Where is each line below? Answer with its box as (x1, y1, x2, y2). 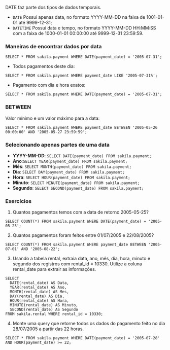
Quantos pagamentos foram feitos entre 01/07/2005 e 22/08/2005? (12, 232, 154, 238)
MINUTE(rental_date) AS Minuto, (10, 303, 79, 308)
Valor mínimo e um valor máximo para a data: (5, 115, 100, 121)
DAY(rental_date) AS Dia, (10, 294, 65, 299)
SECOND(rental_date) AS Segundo (10, 307, 79, 312)
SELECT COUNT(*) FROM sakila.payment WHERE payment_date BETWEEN (5, 242, 146, 248)
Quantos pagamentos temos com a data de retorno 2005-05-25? (12, 209, 149, 215)
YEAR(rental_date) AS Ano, (10, 285, 67, 290)
